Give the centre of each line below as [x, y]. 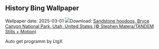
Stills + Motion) [21, 31]
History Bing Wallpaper [42, 8]
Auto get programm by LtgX [34, 41]
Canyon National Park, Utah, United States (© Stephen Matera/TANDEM [79, 26]
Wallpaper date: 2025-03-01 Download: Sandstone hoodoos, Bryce [77, 21]
